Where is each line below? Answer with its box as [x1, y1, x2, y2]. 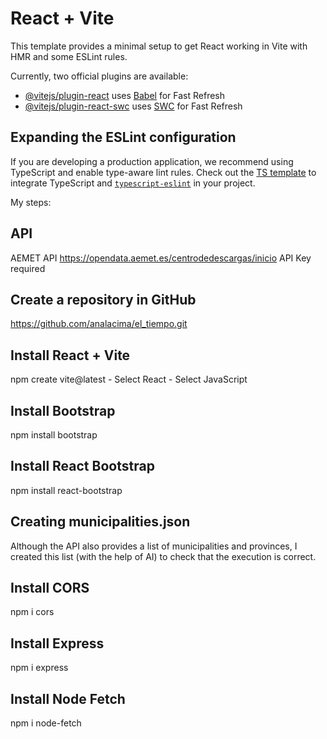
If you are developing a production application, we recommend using [10, 155, 294, 167]
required [10, 262, 46, 274]
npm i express [10, 662, 69, 674]
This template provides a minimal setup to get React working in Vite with [10, 40, 308, 52]
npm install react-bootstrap [10, 484, 123, 496]
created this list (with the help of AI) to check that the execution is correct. [10, 550, 317, 562]
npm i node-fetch [10, 717, 82, 729]
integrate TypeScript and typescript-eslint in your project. [10, 177, 256, 189]
